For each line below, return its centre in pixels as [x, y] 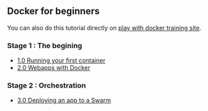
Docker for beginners [54, 11]
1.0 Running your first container [61, 60]
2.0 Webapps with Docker [54, 68]
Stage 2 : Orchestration [47, 86]
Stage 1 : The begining [45, 45]
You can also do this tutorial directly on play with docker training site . [104, 27]
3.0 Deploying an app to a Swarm [64, 100]
